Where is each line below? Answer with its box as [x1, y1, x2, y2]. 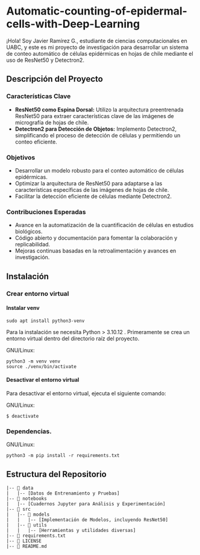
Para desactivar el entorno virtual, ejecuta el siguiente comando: [6, 389, 167, 397]
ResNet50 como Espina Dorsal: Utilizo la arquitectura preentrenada [14, 106, 184, 113]
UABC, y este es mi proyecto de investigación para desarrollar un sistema [6, 44, 189, 51]
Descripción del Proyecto [6, 74, 104, 84]
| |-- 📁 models [6, 511, 50, 518]
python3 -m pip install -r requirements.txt [6, 453, 120, 459]
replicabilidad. [14, 241, 51, 248]
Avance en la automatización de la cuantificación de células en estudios [14, 222, 194, 229]
